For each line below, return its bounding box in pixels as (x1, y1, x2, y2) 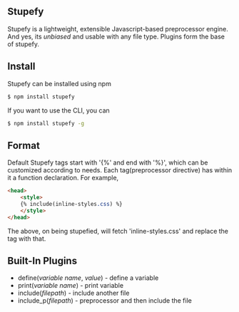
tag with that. (7, 234, 46, 243)
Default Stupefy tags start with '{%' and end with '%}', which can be (7, 158, 208, 167)
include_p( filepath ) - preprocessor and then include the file (17, 296, 193, 305)
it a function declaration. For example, (7, 174, 119, 182)
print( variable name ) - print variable (17, 281, 123, 290)
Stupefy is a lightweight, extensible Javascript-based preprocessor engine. (7, 24, 228, 33)
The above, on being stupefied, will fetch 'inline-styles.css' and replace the (7, 227, 229, 235)
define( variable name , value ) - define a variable (17, 274, 159, 282)
